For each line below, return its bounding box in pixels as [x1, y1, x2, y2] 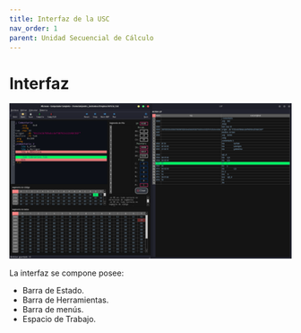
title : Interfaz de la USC [9, 14, 110, 23]
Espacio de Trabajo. [21, 313, 97, 324]
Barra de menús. [21, 303, 84, 314]
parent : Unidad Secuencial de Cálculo [9, 33, 154, 42]
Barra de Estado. [21, 285, 85, 295]
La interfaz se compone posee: [9, 267, 125, 278]
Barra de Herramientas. [21, 294, 109, 305]
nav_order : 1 [9, 23, 58, 33]
